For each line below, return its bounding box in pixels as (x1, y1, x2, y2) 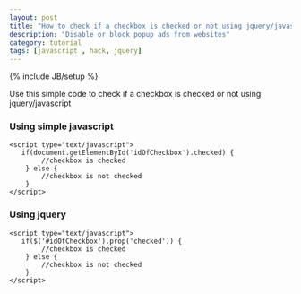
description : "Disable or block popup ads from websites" (9, 30, 230, 39)
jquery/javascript (9, 98, 72, 108)
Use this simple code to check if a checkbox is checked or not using (9, 89, 262, 99)
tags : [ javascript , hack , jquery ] (9, 47, 142, 56)
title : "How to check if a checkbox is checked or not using (9, 22, 243, 30)
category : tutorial (9, 38, 82, 48)
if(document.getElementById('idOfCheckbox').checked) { (21, 149, 235, 158)
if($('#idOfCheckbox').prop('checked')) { (21, 237, 182, 246)
